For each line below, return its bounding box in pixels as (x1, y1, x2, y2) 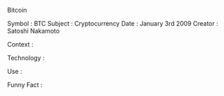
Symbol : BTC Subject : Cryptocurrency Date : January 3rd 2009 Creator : (7, 19, 218, 27)
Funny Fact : (7, 81, 43, 89)
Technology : (7, 54, 45, 62)
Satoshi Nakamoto (7, 27, 61, 35)
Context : (7, 40, 33, 48)
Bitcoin (7, 6, 28, 14)
